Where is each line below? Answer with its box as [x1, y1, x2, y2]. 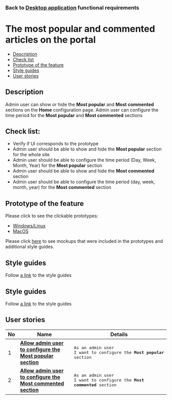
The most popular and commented [5, 23, 155, 35]
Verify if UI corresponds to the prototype [12, 141, 99, 147]
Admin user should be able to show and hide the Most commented [12, 168, 155, 174]
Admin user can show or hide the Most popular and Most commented [5, 101, 155, 107]
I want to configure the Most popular [74, 350, 164, 355]
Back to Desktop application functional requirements [5, 4, 139, 11]
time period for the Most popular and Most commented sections [5, 112, 143, 118]
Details [110, 331, 128, 338]
